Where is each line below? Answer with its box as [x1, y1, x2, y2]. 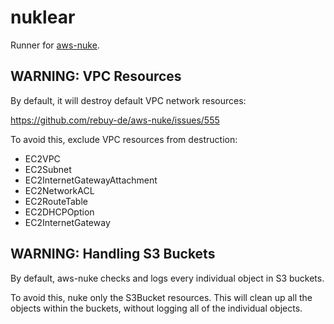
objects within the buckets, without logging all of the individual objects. [10, 302, 303, 314]
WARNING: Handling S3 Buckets [10, 246, 216, 263]
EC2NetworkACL [24, 184, 95, 196]
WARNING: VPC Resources [10, 68, 182, 85]
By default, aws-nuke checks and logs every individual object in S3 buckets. [10, 272, 325, 284]
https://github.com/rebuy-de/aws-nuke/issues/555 [10, 114, 220, 126]
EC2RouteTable [24, 195, 88, 207]
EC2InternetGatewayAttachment [24, 174, 158, 186]
